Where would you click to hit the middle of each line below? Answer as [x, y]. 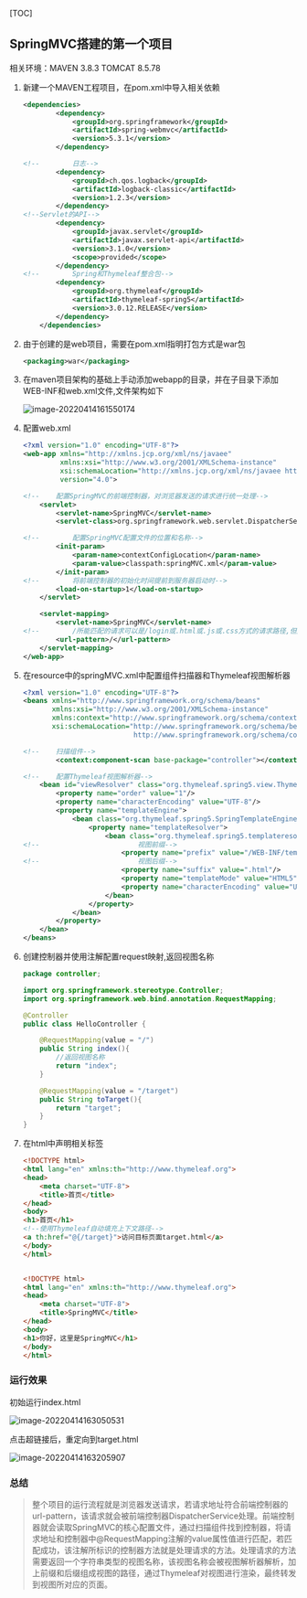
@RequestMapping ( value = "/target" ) [109, 1091]
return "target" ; [89, 1108]
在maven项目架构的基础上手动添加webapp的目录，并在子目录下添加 [150, 379]
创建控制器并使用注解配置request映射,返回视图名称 [118, 957]
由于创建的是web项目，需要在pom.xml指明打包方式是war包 [134, 344]
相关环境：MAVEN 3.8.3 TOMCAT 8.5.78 [85, 68]
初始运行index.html [45, 1401]
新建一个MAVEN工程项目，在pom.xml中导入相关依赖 [122, 87]
